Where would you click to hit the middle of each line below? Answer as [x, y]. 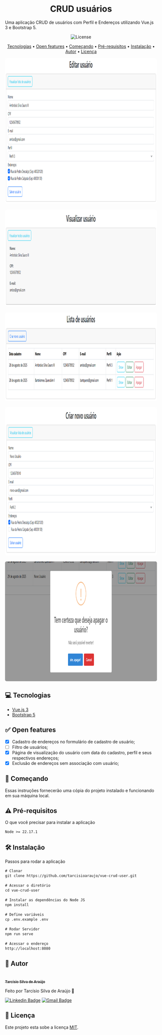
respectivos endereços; [35, 758]
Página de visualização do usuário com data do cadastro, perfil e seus [82, 752]
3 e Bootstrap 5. [21, 27]
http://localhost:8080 [28, 949]
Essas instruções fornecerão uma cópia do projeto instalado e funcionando [80, 790]
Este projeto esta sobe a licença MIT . [42, 1027]
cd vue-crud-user [22, 890]
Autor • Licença [81, 51]
